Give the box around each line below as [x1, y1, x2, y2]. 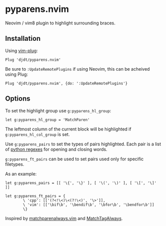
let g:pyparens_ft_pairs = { [5, 193, 66, 199]
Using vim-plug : [5, 47, 38, 53]
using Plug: [5, 71, 28, 77]
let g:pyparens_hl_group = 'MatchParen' [5, 117, 90, 122]
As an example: [5, 171, 37, 177]
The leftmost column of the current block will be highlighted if [5, 126, 132, 132]
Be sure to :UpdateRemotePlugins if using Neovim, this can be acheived [5, 66, 150, 72]
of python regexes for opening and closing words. [5, 146, 108, 152]
